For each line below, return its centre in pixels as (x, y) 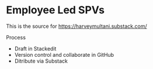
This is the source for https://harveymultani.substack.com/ (76, 26)
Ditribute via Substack (41, 61)
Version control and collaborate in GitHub (64, 55)
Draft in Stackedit (35, 48)
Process (16, 37)
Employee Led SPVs (55, 10)
